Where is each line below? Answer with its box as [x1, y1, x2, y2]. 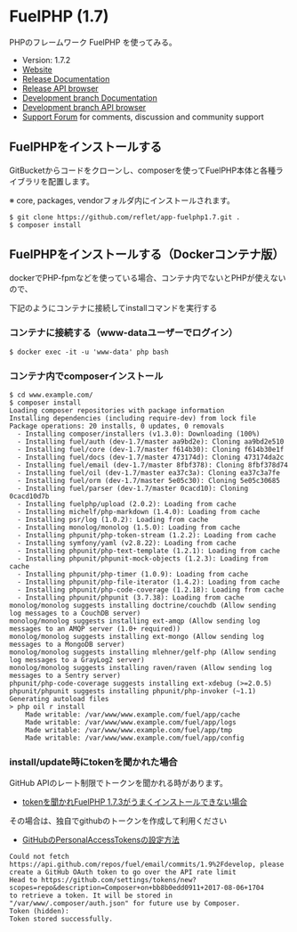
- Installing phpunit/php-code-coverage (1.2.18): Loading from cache [17, 585, 285, 594]
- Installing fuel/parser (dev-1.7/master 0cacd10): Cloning [17, 484, 249, 494]
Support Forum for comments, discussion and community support [21, 111, 264, 122]
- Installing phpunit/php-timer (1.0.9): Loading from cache [17, 570, 249, 579]
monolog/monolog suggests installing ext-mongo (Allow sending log [9, 633, 265, 642]
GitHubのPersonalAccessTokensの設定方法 [21, 835, 181, 846]
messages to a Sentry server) [9, 671, 122, 681]
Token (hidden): [9, 907, 69, 916]
